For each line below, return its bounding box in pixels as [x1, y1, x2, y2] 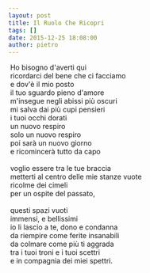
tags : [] [8, 26, 37, 34]
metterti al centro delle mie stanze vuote [10, 172, 142, 182]
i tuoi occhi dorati [10, 113, 67, 123]
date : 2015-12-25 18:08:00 [8, 33, 98, 42]
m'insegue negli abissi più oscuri [10, 97, 117, 106]
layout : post [8, 11, 52, 20]
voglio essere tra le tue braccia [10, 164, 111, 173]
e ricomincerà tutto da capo [10, 147, 101, 157]
